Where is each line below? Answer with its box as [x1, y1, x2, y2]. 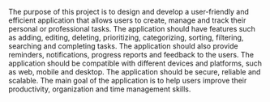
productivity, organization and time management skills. [8, 84, 191, 94]
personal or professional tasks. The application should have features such [8, 24, 255, 33]
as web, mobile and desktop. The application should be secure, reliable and [8, 67, 261, 76]
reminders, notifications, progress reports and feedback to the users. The [8, 50, 254, 59]
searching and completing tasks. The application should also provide [8, 41, 238, 51]
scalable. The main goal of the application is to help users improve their [8, 76, 247, 85]
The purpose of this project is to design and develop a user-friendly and [8, 7, 250, 16]
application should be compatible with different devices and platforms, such [8, 58, 262, 68]
